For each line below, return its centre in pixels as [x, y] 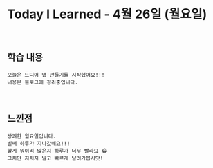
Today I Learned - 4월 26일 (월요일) [107, 14]
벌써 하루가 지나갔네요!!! [39, 143]
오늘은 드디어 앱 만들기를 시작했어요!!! [56, 75]
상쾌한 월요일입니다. [32, 136]
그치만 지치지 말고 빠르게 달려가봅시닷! [55, 158]
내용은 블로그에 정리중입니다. [43, 82]
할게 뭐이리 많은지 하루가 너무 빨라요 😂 [57, 151]
